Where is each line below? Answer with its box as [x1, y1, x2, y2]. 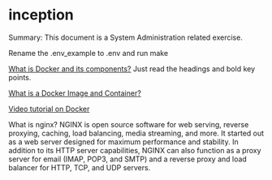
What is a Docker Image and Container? [8, 88, 142, 98]
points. [8, 72, 32, 82]
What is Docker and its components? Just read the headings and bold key [8, 63, 256, 74]
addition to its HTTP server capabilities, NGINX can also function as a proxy [8, 145, 261, 155]
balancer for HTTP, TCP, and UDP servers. [8, 162, 151, 172]
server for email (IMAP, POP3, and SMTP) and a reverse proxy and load [8, 154, 248, 164]
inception [8, 6, 75, 24]
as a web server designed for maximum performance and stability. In [8, 136, 239, 147]
